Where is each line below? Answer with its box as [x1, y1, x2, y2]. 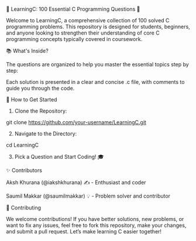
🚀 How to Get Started [6, 96, 57, 103]
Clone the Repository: [14, 107, 67, 114]
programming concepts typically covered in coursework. [6, 36, 143, 42]
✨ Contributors [6, 167, 43, 174]
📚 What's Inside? [6, 47, 49, 54]
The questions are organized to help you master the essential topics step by [6, 61, 189, 67]
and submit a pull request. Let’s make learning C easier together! [6, 228, 162, 235]
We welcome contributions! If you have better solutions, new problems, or [6, 216, 184, 222]
